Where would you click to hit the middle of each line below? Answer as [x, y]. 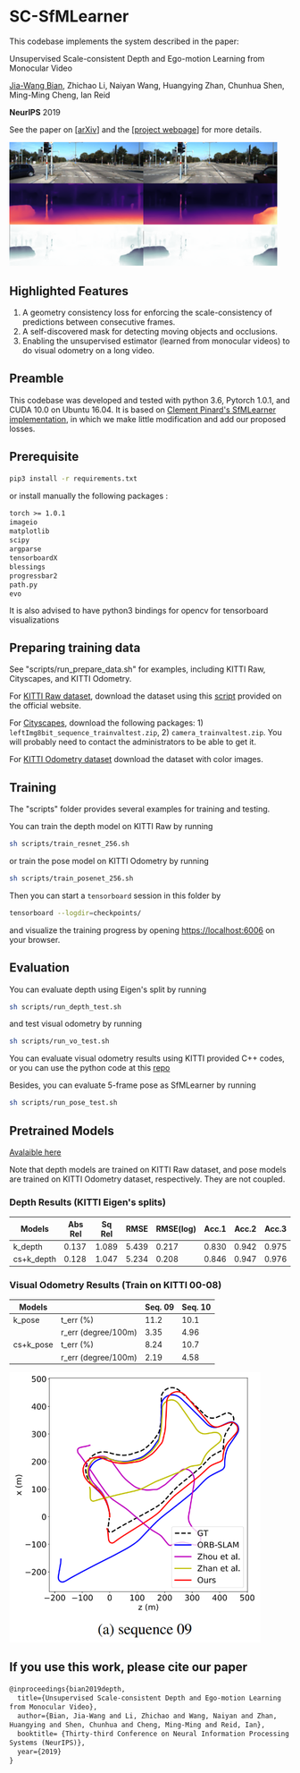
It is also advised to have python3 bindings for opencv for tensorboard [139, 610]
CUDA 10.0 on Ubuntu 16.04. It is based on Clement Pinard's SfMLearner [143, 410]
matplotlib [29, 531]
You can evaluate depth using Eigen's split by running [108, 989]
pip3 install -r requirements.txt [74, 479]
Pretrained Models [62, 1130]
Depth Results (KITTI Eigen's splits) [88, 1202]
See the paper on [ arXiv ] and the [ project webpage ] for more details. [136, 129]
